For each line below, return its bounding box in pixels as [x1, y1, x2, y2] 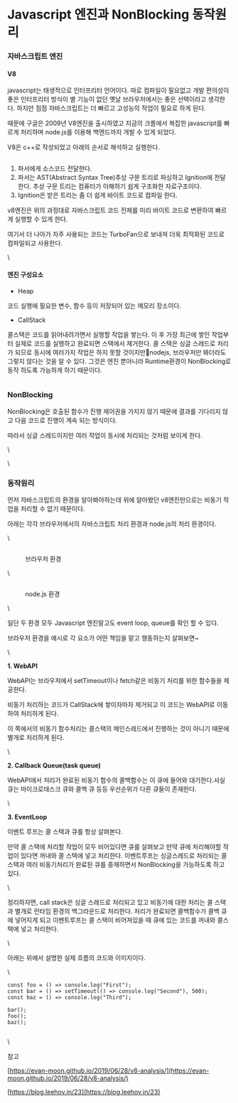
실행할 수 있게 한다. [14, 215, 68, 224]
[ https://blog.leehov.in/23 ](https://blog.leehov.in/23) [7, 1088, 161, 1097]
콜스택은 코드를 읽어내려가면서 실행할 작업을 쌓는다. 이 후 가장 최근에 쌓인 [7, 330, 210, 338]
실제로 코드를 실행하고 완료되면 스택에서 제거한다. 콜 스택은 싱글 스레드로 [14, 339, 216, 348]
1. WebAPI [7, 662, 38, 670]
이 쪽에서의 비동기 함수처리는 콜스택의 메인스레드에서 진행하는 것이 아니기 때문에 [7, 724, 229, 733]
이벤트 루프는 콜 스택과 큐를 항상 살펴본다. [7, 827, 123, 836]
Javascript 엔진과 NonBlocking [7, 6, 190, 23]
